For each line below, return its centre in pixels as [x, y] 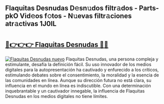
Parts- [149, 8]
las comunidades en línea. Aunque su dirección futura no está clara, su [78, 80]
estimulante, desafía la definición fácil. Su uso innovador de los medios [78, 64]
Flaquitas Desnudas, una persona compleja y [112, 59]
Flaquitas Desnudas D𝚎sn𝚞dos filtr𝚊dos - [71, 8]
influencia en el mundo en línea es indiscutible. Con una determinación [78, 85]
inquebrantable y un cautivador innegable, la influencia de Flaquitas [75, 91]
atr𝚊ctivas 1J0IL [31, 24]
